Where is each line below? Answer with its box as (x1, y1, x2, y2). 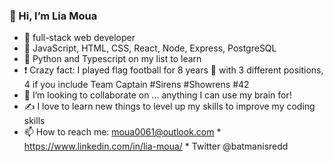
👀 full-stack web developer (23, 32, 136, 44)
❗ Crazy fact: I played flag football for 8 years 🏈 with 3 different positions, (23, 64, 324, 76)
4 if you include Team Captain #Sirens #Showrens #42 (23, 79, 250, 91)
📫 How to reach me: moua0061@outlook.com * (23, 126, 222, 138)
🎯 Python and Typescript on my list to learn (23, 53, 202, 65)
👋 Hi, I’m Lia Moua (9, 9, 98, 23)
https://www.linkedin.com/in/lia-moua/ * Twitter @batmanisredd (23, 140, 289, 153)
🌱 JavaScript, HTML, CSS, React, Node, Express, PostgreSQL (23, 42, 277, 54)
